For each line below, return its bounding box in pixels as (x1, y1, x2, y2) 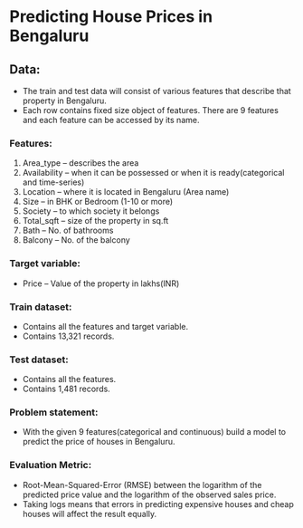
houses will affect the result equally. (22, 508, 157, 519)
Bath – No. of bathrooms (22, 225, 114, 236)
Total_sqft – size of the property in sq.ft (22, 216, 169, 226)
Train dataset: (9, 301, 72, 313)
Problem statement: (9, 406, 99, 418)
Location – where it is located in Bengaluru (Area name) (22, 187, 230, 197)
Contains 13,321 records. (22, 331, 115, 341)
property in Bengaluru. (22, 95, 107, 106)
